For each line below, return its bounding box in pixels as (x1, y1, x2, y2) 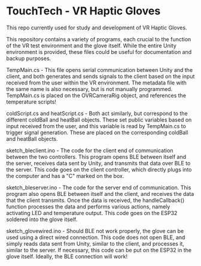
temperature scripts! (6, 98, 57, 105)
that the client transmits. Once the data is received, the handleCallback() (6, 197, 185, 204)
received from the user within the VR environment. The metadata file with (6, 79, 187, 86)
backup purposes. (6, 55, 51, 62)
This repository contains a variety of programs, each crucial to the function (6, 35, 191, 43)
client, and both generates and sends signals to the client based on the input (6, 72, 195, 80)
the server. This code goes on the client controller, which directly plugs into (6, 166, 192, 173)
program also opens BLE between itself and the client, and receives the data (6, 190, 194, 197)
